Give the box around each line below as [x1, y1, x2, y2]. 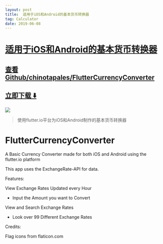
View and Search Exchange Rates [5, 204, 74, 210]
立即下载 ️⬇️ [5, 91, 37, 100]
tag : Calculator [5, 16, 39, 21]
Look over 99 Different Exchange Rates [12, 214, 92, 220]
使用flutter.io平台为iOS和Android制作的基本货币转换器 [17, 117, 127, 123]
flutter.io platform [5, 156, 41, 162]
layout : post [5, 7, 32, 12]
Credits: [5, 224, 21, 230]
